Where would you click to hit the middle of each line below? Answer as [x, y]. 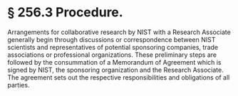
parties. [19, 85]
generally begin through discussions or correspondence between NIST [112, 39]
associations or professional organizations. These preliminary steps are [112, 55]
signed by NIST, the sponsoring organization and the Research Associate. [115, 70]
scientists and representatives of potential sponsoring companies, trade [113, 47]
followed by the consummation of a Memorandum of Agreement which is [115, 62]
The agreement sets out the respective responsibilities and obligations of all [119, 77]
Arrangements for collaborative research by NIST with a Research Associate [119, 32]
